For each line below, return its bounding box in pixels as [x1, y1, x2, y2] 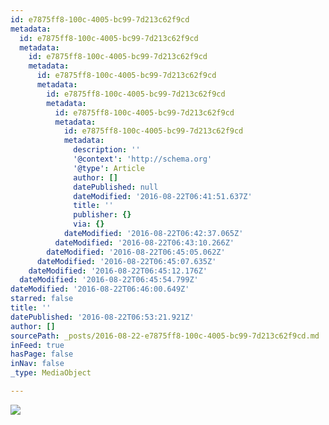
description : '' [73, 145, 141, 155]
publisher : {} [73, 210, 132, 220]
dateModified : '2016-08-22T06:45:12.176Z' [28, 266, 208, 276]
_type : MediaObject [10, 368, 92, 378]
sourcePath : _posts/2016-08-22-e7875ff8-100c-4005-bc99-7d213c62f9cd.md [10, 331, 320, 341]
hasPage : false [10, 349, 74, 360]
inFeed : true [10, 340, 65, 350]
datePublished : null [73, 182, 159, 192]
